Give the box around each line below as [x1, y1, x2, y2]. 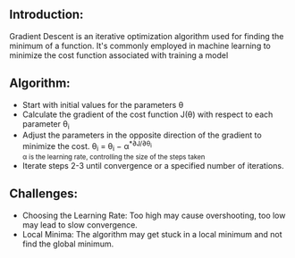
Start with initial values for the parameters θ [21, 99, 184, 110]
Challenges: [9, 187, 79, 202]
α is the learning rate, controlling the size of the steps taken [21, 152, 206, 162]
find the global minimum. [21, 238, 114, 249]
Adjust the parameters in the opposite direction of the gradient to [21, 129, 262, 141]
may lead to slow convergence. [21, 219, 139, 230]
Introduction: [9, 7, 84, 22]
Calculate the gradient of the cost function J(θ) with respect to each [21, 109, 274, 120]
